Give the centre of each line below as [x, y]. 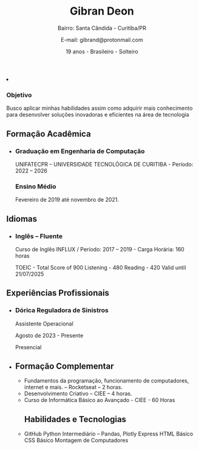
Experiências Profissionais [58, 293]
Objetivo [19, 95]
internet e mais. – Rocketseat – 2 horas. [73, 387]
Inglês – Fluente [39, 236]
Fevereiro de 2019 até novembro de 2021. [67, 200]
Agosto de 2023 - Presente [49, 335]
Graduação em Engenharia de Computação [80, 151]
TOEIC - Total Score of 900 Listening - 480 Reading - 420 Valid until [100, 267]
